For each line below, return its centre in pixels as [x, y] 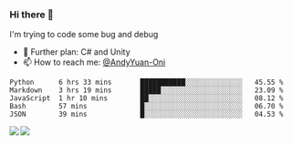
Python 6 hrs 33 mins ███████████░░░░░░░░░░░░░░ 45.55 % [146, 83]
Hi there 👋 [32, 15]
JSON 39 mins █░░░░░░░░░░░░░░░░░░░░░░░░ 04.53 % [146, 114]
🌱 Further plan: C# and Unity [76, 52]
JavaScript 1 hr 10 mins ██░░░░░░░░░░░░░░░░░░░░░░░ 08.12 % [146, 98]
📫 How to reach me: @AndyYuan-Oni [94, 62]
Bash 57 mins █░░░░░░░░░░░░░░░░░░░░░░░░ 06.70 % [146, 107]
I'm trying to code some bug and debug [84, 35]
